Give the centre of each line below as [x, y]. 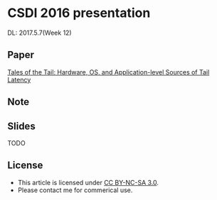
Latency [19, 79]
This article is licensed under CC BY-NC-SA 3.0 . [88, 182]
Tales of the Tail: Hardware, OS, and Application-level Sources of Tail [108, 72]
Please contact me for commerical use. [75, 190]
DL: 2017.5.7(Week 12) [40, 33]
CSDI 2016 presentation [79, 13]
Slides [21, 126]
